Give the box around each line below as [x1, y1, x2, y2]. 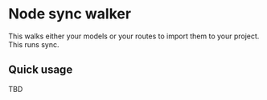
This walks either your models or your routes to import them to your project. [8, 31, 260, 41]
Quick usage [8, 63, 73, 77]
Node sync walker [8, 5, 131, 23]
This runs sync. [8, 39, 60, 49]
